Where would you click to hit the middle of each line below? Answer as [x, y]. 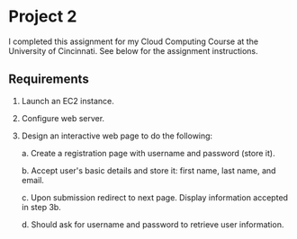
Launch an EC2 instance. [67, 101]
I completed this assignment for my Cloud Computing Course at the [133, 41]
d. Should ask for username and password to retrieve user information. [153, 224]
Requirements [49, 80]
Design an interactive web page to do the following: [117, 136]
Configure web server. [63, 118]
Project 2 [43, 17]
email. [32, 180]
